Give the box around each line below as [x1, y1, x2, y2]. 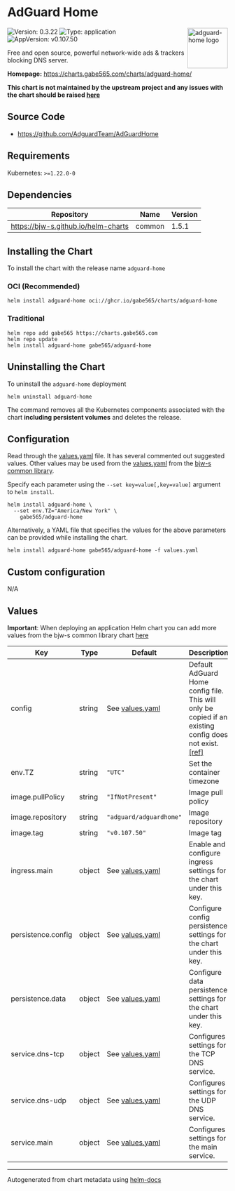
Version [171, 210, 198, 220]
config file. [188, 686, 224, 696]
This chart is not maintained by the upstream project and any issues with [7, 83, 224, 91]
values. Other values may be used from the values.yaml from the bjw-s [7, 459, 212, 467]
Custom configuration [7, 566, 106, 578]
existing [188, 721, 215, 731]
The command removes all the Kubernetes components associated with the [7, 405, 225, 414]
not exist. [188, 738, 219, 748]
